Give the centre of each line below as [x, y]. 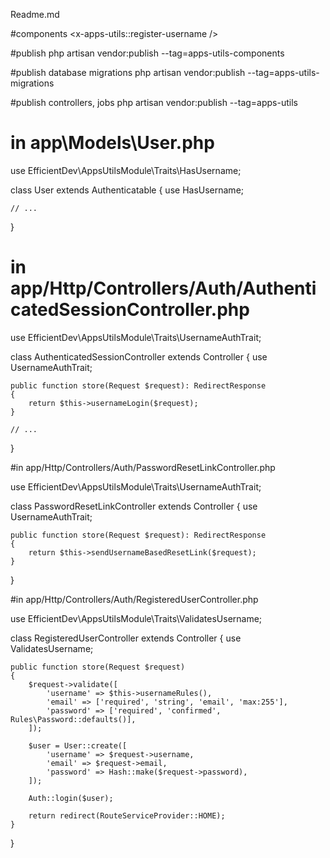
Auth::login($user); [71, 798]
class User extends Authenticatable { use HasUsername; [127, 190]
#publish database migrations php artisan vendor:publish [128, 72]
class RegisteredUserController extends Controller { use [126, 638]
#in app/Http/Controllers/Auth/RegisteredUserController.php [134, 599]
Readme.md [35, 14]
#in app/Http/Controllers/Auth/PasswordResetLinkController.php [143, 467]
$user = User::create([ [78, 745]
